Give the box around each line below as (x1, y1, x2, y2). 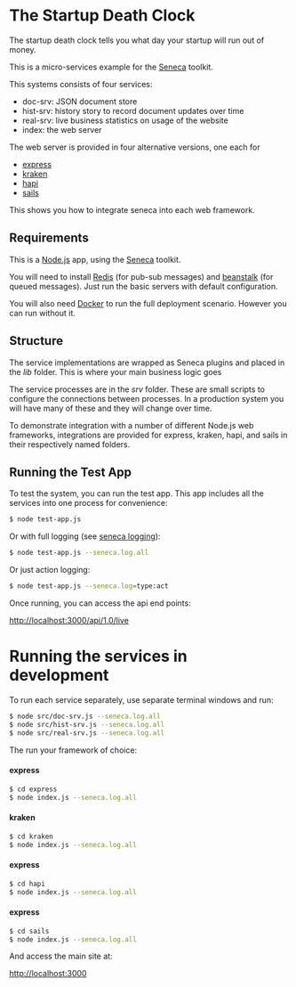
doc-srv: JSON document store (21, 95, 138, 107)
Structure (9, 333, 64, 348)
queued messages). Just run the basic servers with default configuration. (9, 281, 278, 291)
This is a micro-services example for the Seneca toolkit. (9, 61, 213, 72)
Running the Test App (9, 464, 132, 479)
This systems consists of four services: (9, 78, 153, 89)
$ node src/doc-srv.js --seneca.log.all (9, 712, 162, 721)
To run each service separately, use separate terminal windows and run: (9, 694, 274, 705)
